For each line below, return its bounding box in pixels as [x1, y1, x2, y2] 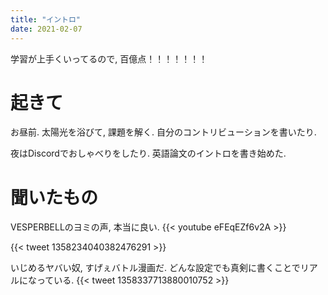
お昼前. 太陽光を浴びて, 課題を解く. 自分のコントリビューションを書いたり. [10, 126, 317, 138]
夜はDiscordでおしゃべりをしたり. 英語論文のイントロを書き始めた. [10, 147, 287, 160]
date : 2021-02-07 [10, 24, 83, 34]
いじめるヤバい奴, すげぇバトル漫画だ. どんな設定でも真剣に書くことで [10, 262, 301, 274]
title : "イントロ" [10, 14, 82, 25]
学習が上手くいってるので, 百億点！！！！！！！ [10, 52, 208, 65]
